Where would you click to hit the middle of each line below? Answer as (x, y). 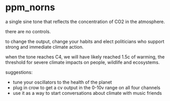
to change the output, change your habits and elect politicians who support (85, 41)
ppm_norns (30, 7)
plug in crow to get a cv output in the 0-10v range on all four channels (87, 87)
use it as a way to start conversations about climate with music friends (87, 93)
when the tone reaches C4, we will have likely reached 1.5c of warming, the (85, 57)
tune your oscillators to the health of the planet (62, 82)
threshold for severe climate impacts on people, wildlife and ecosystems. (83, 62)
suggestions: (19, 72)
